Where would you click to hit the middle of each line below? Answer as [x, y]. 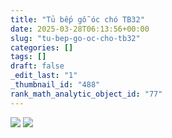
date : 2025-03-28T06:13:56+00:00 [80, 29]
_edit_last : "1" [44, 76]
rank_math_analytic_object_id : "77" [86, 94]
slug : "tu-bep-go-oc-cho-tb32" [75, 38]
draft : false [37, 66]
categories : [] [42, 47]
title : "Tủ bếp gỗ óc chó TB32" [77, 19]
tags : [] [28, 57]
